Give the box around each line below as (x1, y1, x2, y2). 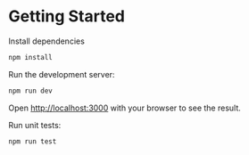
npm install (8, 53, 53, 61)
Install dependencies (8, 36, 86, 46)
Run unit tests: (8, 119, 62, 130)
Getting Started (8, 6, 126, 27)
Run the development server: (8, 69, 115, 79)
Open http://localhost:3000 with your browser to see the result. (8, 102, 242, 113)
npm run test (8, 136, 57, 146)
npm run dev (8, 86, 53, 95)
